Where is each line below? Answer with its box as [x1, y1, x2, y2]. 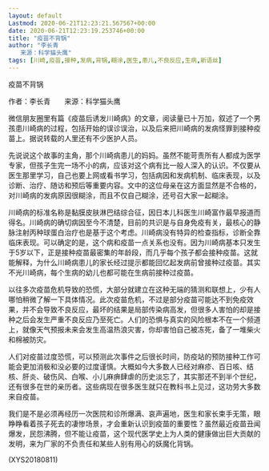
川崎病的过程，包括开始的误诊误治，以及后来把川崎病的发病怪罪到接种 [22, 123, 254, 133]
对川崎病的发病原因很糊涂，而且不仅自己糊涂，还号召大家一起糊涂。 [8, 190, 233, 200]
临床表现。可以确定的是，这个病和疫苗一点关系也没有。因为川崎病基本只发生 [8, 237, 261, 247]
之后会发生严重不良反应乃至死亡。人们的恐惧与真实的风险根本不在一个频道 [14, 314, 261, 324]
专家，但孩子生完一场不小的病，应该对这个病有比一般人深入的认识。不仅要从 [8, 160, 261, 170]
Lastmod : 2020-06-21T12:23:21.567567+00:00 [8, 19, 156, 27]
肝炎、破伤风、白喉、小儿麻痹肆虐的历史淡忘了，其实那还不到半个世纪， [22, 372, 261, 381]
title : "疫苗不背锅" [8, 34, 70, 42]
